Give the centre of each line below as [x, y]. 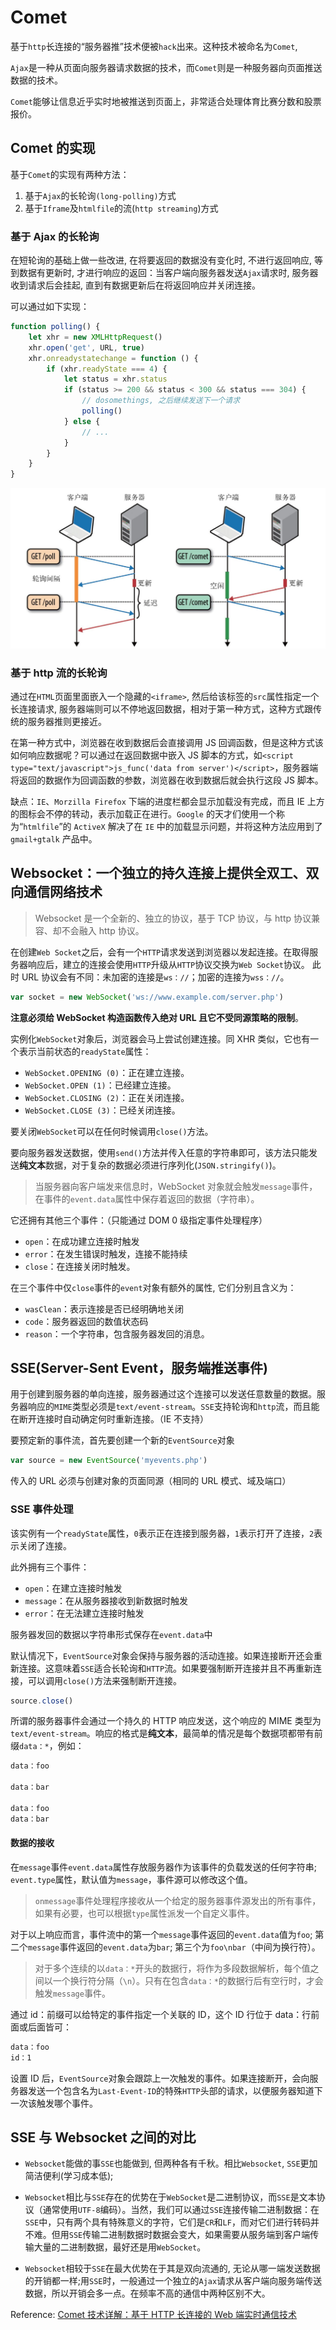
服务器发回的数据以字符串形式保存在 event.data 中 [111, 1634]
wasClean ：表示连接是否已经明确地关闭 [104, 1308]
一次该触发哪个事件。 [54, 2103]
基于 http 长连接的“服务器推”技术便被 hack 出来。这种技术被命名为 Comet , [154, 46]
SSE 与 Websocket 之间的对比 [103, 2137]
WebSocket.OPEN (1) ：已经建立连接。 [100, 1085]
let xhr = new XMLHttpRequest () [95, 337]
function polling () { [55, 327]
